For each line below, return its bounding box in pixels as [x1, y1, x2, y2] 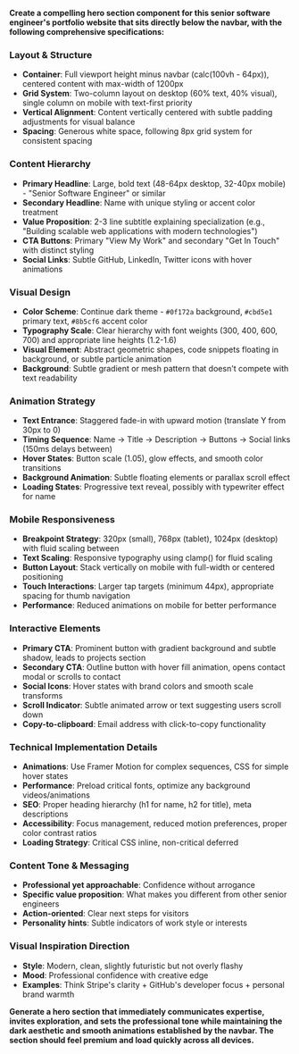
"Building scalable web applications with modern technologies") [21, 225, 258, 236]
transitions [21, 463, 62, 473]
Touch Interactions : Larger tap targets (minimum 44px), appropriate [21, 581, 274, 592]
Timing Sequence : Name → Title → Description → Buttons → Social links [21, 434, 291, 445]
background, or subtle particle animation [21, 353, 172, 364]
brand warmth [21, 989, 75, 1000]
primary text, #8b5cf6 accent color [21, 315, 148, 326]
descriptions [21, 808, 69, 820]
